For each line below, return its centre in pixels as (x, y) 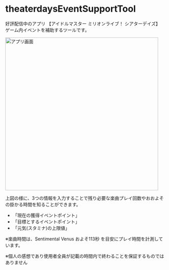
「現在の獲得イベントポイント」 (46, 215)
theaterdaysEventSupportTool (71, 9)
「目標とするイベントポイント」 (46, 222)
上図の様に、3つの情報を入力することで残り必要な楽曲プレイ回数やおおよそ (84, 198)
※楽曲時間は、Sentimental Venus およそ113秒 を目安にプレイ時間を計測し (82, 239)
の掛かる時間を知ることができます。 (43, 204)
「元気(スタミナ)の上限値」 (41, 228)
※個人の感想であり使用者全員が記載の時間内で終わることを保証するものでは (85, 256)
